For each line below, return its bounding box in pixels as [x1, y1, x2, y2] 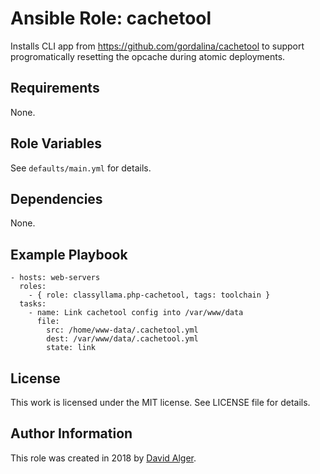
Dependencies [10, 190, 103, 207]
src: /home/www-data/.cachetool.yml [46, 325, 199, 336]
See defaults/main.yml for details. [10, 162, 152, 174]
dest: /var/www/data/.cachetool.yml [46, 334, 199, 344]
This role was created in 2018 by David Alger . [10, 452, 197, 464]
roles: [19, 282, 47, 292]
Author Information [10, 425, 133, 442]
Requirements [10, 80, 100, 97]
